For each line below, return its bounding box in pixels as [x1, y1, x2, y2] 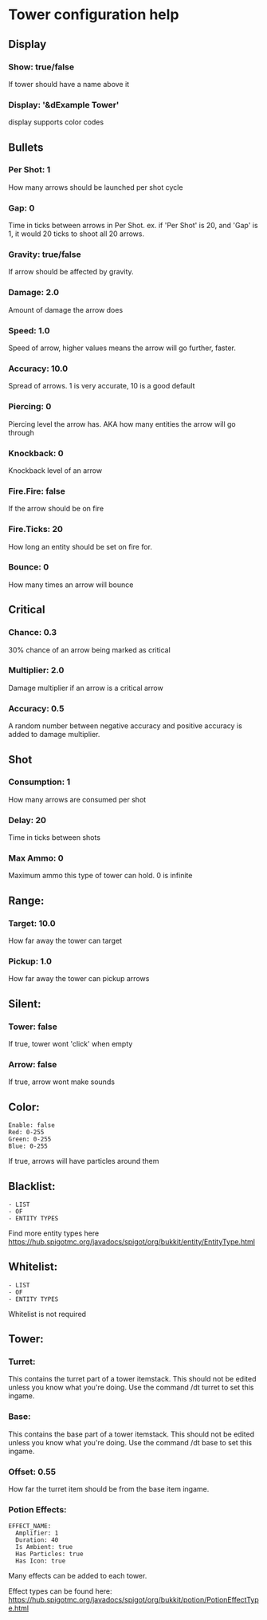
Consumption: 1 [8, 776, 70, 787]
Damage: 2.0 [8, 287, 60, 298]
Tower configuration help [8, 6, 179, 24]
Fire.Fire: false [8, 485, 65, 496]
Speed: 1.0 [8, 325, 50, 336]
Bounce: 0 [8, 562, 49, 573]
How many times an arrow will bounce [8, 580, 134, 589]
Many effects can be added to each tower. [8, 1571, 147, 1581]
